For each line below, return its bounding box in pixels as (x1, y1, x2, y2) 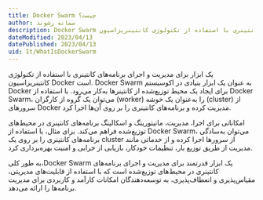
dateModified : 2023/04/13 (8, 33, 93, 42)
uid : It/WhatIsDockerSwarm (8, 48, 97, 56)
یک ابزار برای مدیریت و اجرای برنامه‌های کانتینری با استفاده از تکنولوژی (8, 70, 214, 78)
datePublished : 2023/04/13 (8, 41, 97, 49)
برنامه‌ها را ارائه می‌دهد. (8, 184, 77, 192)
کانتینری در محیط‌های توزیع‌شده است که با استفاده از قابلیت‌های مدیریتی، (8, 166, 219, 176)
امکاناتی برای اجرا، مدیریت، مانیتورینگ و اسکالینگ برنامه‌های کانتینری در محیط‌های (8, 118, 245, 127)
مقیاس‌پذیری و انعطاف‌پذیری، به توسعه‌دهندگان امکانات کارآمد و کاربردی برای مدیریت (8, 175, 256, 184)
